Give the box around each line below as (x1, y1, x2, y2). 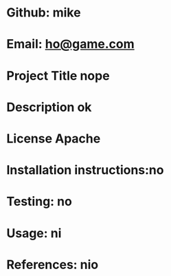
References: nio (6, 257, 99, 273)
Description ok (6, 99, 92, 115)
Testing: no (6, 194, 73, 209)
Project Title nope (6, 67, 111, 83)
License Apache (6, 131, 101, 146)
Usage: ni (6, 225, 62, 241)
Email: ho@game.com (6, 36, 135, 52)
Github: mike (6, 5, 81, 21)
